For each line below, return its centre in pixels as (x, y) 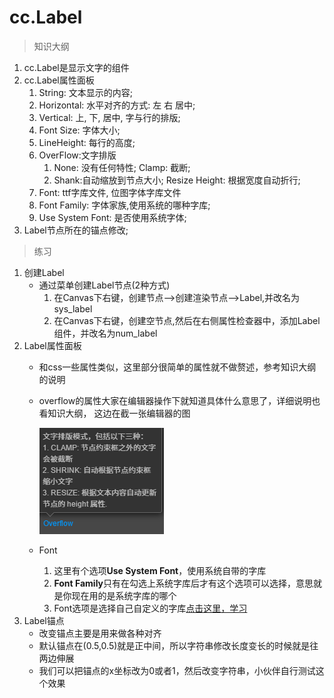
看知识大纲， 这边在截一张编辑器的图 (114, 413)
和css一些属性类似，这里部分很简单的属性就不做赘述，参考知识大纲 (177, 367)
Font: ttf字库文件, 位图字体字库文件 (110, 192)
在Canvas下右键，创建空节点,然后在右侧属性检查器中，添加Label (187, 320)
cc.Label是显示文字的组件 (76, 67)
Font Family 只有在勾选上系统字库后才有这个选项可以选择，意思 (183, 583)
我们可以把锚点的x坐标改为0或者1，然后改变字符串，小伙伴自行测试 (177, 670)
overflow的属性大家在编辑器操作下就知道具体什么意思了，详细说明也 (179, 400)
